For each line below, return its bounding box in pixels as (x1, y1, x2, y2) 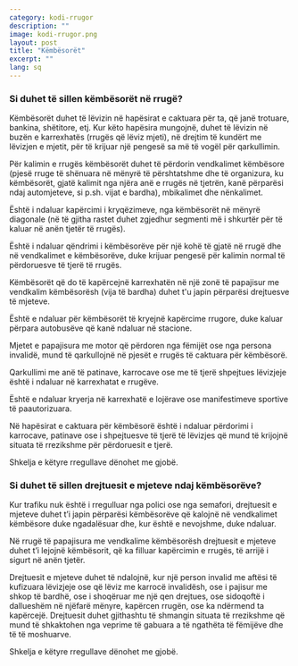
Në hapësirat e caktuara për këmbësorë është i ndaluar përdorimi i (9, 421, 253, 432)
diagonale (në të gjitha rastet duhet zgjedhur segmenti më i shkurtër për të (9, 214, 283, 224)
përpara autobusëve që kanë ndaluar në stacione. (9, 323, 193, 333)
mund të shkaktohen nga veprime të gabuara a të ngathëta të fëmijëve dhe (9, 620, 284, 630)
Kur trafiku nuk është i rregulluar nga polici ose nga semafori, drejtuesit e (9, 500, 277, 510)
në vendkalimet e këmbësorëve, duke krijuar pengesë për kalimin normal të (9, 250, 286, 261)
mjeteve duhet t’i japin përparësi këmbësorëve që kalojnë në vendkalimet (9, 509, 278, 519)
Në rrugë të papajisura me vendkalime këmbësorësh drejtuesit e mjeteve (9, 535, 277, 546)
